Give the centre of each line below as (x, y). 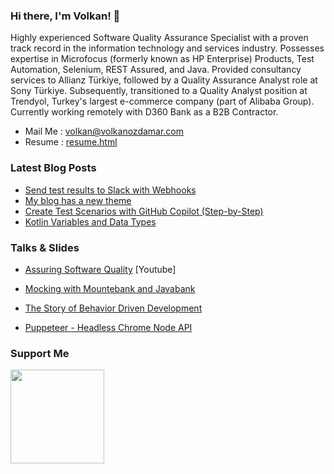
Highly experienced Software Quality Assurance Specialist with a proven (159, 38)
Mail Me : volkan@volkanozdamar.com (104, 131)
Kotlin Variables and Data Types (90, 221)
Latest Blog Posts (53, 168)
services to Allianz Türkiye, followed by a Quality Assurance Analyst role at (164, 80)
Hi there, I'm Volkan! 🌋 (65, 16)
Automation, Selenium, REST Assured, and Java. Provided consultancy (156, 70)
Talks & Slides (45, 247)
